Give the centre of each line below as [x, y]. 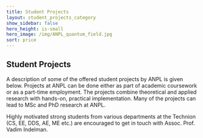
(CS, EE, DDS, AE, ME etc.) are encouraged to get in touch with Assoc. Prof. [101, 123]
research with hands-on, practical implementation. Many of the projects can [101, 98]
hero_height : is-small [35, 29]
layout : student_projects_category [51, 18]
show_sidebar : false [32, 23]
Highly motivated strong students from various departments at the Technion [101, 116]
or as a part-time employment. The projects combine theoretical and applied [101, 92]
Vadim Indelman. [27, 129]
